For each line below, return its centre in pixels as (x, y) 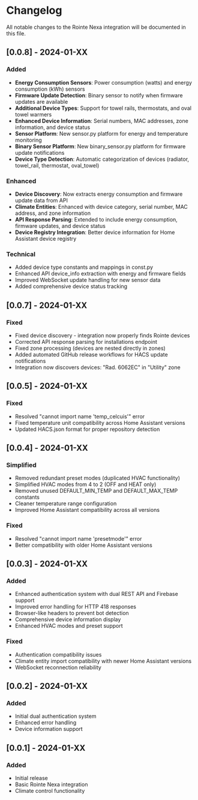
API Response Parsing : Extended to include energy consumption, (96, 219)
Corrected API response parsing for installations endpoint (86, 341)
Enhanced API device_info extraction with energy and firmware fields (100, 274)
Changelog (34, 11)
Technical (21, 254)
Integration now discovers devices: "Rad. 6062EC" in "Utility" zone (98, 367)
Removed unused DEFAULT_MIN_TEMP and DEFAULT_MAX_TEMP (96, 491)
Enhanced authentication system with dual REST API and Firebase (96, 594)
